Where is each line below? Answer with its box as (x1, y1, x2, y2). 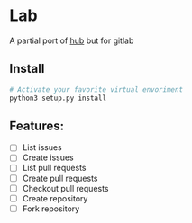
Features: (9, 118, 65, 133)
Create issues (22, 152, 74, 163)
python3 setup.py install (9, 94, 106, 103)
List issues (22, 142, 62, 153)
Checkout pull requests (22, 183, 110, 193)
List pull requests (22, 163, 87, 174)
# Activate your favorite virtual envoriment (9, 85, 183, 94)
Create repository (22, 192, 88, 203)
